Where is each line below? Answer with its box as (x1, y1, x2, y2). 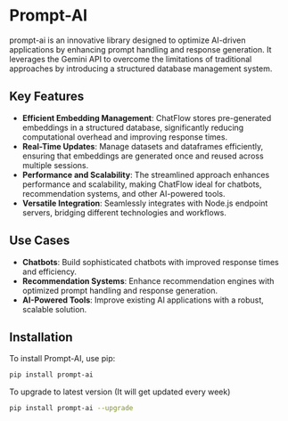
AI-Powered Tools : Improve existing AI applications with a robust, (21, 295, 265, 305)
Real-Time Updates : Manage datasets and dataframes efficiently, (21, 141, 264, 151)
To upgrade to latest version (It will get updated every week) (9, 386, 231, 397)
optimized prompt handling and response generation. (21, 285, 218, 296)
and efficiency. (21, 266, 78, 277)
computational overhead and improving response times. (21, 131, 228, 142)
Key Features (9, 89, 85, 104)
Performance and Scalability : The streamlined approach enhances (21, 169, 270, 180)
